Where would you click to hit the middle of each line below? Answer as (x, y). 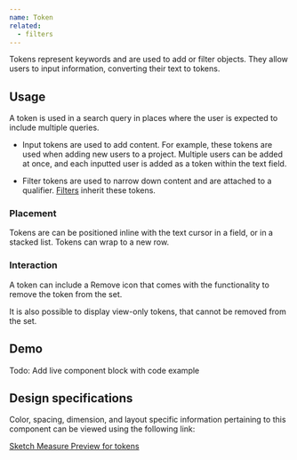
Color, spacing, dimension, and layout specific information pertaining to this (148, 420)
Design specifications (71, 398)
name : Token (31, 17)
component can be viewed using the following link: (102, 429)
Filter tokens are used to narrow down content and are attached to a (147, 181)
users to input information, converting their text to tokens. (115, 69)
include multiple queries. (54, 128)
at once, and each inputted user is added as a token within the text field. (154, 164)
